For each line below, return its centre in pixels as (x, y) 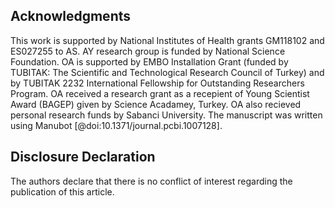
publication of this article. (62, 191)
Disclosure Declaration (83, 157)
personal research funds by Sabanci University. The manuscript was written (166, 115)
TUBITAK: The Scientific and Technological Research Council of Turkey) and (167, 72)
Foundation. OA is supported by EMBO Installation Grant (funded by (149, 61)
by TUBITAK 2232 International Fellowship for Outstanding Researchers (157, 83)
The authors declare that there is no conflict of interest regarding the (151, 181)
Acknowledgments (71, 16)
